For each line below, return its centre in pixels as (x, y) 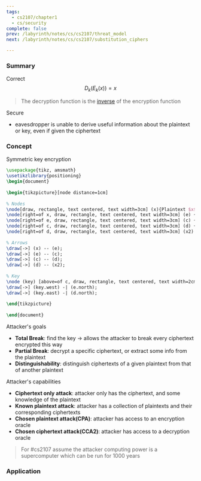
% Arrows (17, 243)
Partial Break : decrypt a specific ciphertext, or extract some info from (101, 351)
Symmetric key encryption (39, 159)
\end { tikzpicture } (29, 304)
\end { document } (25, 315)
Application (23, 471)
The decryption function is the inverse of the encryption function (101, 101)
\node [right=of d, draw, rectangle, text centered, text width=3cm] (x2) (100, 232)
